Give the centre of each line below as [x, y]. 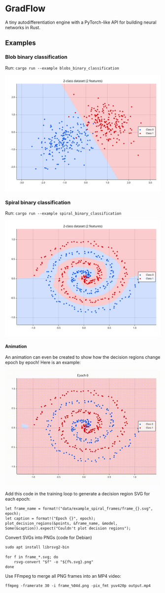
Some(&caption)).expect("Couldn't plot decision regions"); [68, 528]
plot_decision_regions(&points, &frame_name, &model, [62, 523]
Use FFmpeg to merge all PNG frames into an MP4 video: [63, 576]
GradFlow [25, 9]
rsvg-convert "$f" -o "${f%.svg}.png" [54, 562]
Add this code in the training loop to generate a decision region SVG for [78, 494]
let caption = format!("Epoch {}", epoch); [50, 519]
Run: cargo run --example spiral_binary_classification [63, 213]
